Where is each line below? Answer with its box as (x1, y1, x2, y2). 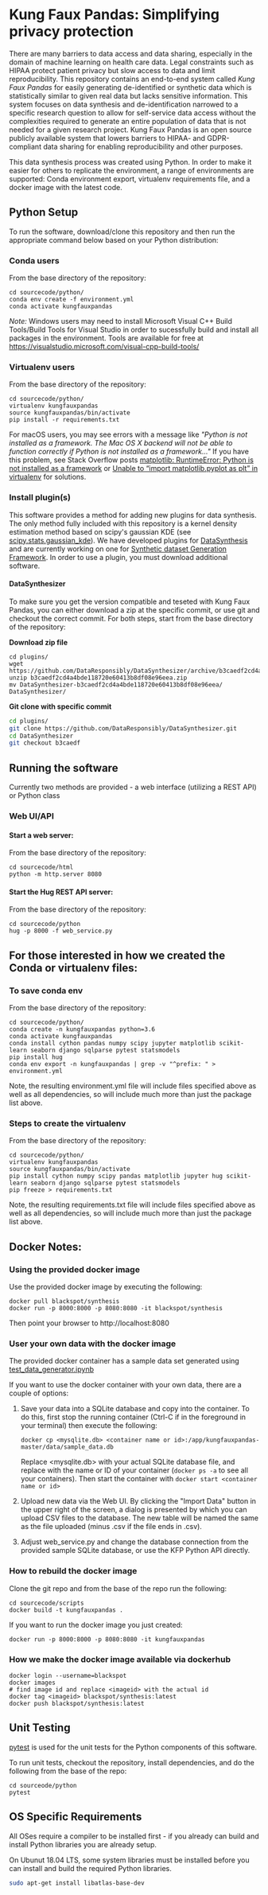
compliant (9, 142, 42, 151)
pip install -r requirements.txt (9, 416, 120, 424)
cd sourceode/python (9, 1781, 78, 1789)
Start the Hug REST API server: (9, 887, 114, 897)
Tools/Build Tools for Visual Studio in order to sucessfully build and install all (9, 325, 259, 335)
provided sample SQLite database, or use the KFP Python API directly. (20, 1546, 251, 1555)
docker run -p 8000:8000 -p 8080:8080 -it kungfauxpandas (9, 1635, 205, 1644)
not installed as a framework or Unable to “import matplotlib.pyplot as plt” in (9, 464, 258, 473)
